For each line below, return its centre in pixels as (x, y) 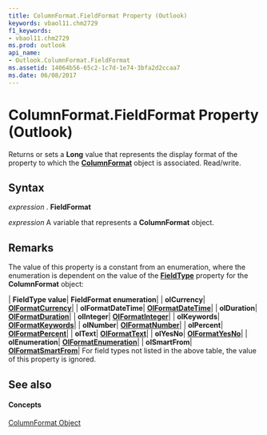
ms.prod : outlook (37, 46)
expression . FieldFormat (50, 207)
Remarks (31, 248)
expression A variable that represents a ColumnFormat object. (111, 223)
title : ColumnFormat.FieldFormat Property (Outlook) (98, 16)
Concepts (25, 405)
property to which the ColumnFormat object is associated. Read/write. (125, 163)
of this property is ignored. (52, 359)
